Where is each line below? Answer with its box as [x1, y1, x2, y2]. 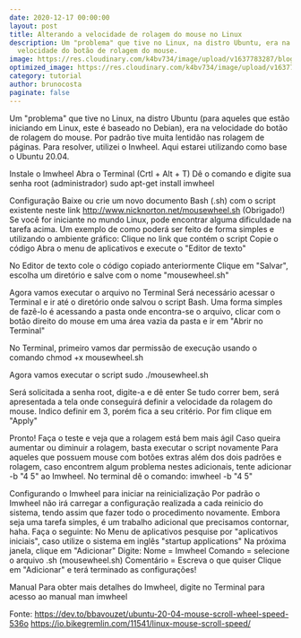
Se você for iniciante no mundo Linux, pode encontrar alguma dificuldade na [9, 214, 292, 225]
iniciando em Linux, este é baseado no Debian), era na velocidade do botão [9, 122, 288, 133]
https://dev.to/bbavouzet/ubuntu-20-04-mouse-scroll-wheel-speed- [34, 608, 289, 619]
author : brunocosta [9, 80, 82, 89]
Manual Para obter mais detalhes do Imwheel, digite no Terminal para [9, 582, 265, 592]
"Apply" [9, 415, 39, 426]
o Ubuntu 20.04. [9, 151, 70, 161]
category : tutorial [9, 72, 82, 81]
